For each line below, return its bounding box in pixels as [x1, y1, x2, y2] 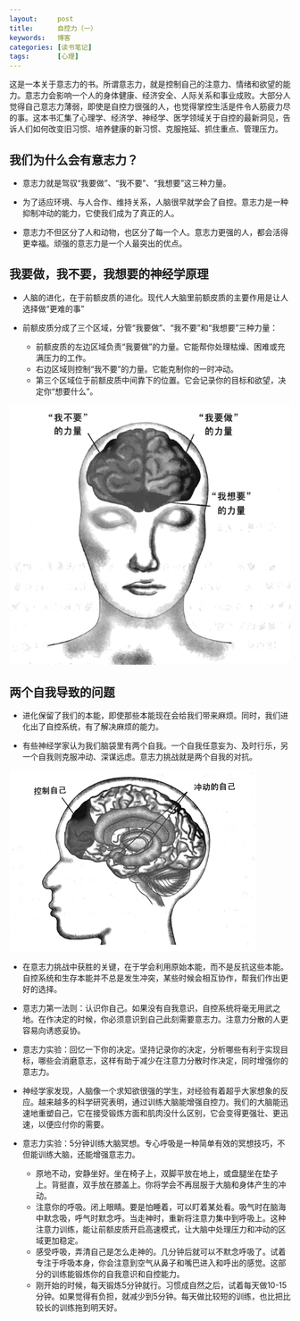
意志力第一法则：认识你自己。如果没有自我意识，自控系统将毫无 [21, 1003, 257, 1014]
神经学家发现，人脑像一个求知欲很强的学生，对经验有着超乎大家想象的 [21, 1086, 281, 1097]
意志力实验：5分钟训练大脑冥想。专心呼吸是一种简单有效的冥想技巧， [21, 1138, 279, 1149]
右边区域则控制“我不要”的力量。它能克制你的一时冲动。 [35, 363, 238, 374]
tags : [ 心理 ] [9, 52, 79, 62]
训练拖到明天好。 [59, 1302, 122, 1313]
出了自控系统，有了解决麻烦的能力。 [29, 721, 163, 732]
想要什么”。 [54, 385, 98, 397]
